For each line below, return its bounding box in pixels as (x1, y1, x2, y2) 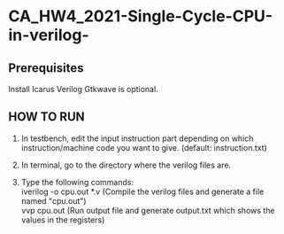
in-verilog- (8, 25, 89, 45)
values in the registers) (20, 214, 105, 225)
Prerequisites (8, 60, 84, 75)
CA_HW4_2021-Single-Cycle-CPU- (8, 6, 273, 27)
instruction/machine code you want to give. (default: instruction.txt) (20, 142, 267, 152)
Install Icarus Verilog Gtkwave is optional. (8, 84, 158, 94)
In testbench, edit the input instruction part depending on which (20, 133, 254, 144)
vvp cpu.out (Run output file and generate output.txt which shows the (20, 205, 275, 215)
